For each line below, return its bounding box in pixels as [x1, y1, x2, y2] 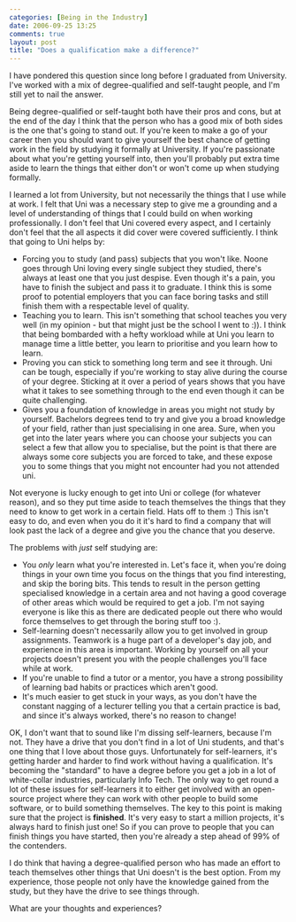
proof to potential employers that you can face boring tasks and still [21, 292, 269, 302]
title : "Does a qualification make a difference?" [9, 46, 200, 55]
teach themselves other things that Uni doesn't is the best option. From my [9, 867, 281, 878]
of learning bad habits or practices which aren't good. [21, 682, 218, 692]
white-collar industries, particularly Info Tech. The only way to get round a [9, 775, 279, 785]
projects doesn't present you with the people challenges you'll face [21, 653, 268, 665]
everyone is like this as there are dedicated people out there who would [21, 606, 283, 617]
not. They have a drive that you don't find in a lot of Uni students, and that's [9, 737, 285, 747]
